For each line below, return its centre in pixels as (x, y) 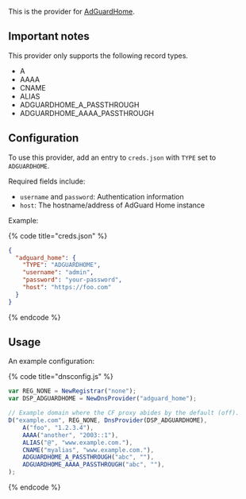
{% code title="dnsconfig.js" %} (61, 377)
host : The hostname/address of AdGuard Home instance (112, 205)
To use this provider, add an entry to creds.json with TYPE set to (112, 157)
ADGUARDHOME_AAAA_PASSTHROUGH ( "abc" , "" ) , (94, 465)
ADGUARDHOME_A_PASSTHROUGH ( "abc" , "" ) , (88, 457)
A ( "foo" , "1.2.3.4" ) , (58, 427)
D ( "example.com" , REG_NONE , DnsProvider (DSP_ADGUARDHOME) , (108, 420)
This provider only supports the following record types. (98, 56)
